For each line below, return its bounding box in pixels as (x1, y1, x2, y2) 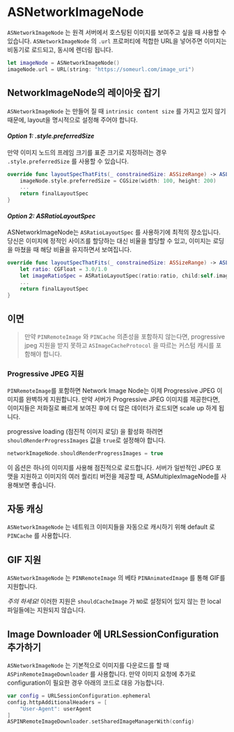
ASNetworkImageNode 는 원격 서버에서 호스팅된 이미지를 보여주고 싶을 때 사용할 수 (7, 28, 227, 36)
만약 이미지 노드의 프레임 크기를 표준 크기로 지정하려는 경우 (7, 148, 167, 157)
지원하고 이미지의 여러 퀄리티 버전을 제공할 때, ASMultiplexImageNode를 (19, 472, 219, 481)
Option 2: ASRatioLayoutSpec (7, 212, 96, 220)
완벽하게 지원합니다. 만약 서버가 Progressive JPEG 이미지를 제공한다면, (25, 395, 221, 403)
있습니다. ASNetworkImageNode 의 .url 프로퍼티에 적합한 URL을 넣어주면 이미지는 (7, 36, 227, 45)
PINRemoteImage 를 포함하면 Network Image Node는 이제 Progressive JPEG (7, 386, 216, 394)
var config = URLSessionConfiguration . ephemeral (7, 692, 151, 699)
